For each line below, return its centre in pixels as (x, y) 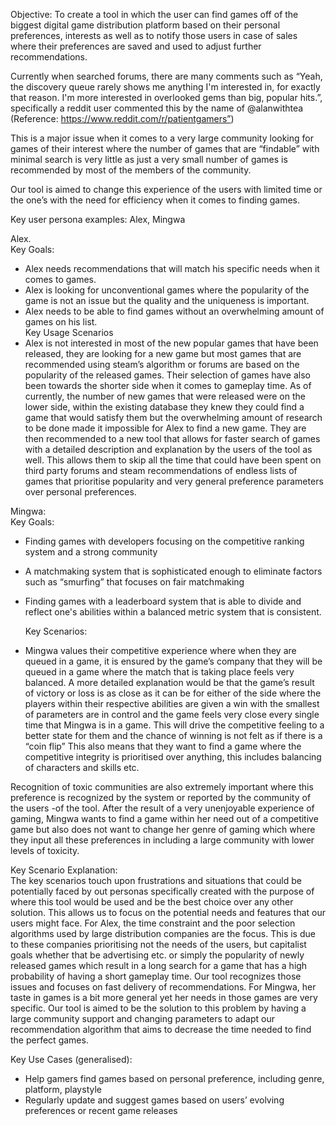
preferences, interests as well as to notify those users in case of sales (154, 35)
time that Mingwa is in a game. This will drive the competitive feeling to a (174, 725)
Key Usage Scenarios (69, 332)
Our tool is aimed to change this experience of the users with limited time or (166, 189)
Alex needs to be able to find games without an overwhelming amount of (174, 311)
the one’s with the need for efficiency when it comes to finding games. (155, 200)
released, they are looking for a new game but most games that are (163, 353)
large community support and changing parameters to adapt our (142, 1018)
